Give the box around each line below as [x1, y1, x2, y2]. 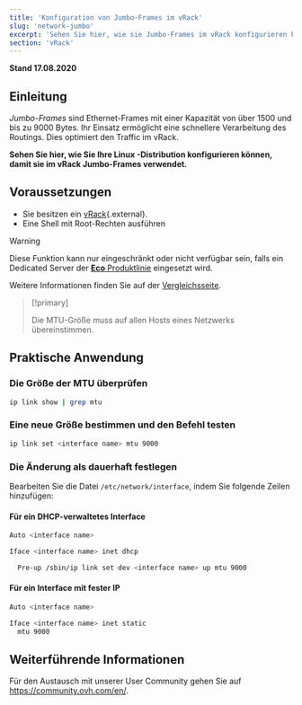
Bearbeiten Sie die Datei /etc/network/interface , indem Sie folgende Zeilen [9, 480, 290, 491]
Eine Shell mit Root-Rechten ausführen [22, 217, 166, 229]
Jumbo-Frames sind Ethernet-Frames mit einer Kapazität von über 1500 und [9, 113, 292, 124]
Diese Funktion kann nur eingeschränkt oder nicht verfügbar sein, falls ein [9, 252, 284, 263]
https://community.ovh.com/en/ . [9, 685, 129, 696]
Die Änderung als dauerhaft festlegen [9, 460, 178, 472]
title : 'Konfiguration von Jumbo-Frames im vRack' [9, 13, 203, 22]
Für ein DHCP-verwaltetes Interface [9, 511, 146, 522]
